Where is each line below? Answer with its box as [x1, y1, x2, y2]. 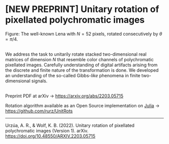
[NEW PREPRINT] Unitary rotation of [5, 4, 159, 15]
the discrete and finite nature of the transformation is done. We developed [5, 67, 159, 73]
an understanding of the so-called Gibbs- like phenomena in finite [5, 72, 141, 78]
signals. [31, 78, 48, 84]
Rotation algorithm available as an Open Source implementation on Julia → [5, 102, 160, 108]
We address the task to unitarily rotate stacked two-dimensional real [5, 51, 147, 57]
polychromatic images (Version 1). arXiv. [5, 127, 89, 133]
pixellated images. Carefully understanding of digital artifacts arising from [5, 62, 158, 68]
